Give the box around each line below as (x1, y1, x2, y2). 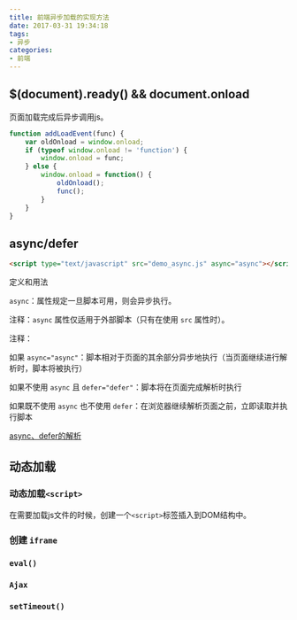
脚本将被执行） (32, 363, 87, 374)
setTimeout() (9, 601, 65, 611)
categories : (9, 46, 53, 55)
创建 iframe (9, 533, 57, 546)
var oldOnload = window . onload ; (25, 137, 144, 146)
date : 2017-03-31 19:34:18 (9, 21, 109, 30)
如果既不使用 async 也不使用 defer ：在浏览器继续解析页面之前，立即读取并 (9, 400, 280, 412)
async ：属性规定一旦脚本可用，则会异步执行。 (9, 296, 177, 306)
